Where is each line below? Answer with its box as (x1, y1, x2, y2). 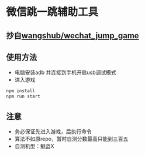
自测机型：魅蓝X (14, 142, 54, 150)
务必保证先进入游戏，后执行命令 (14, 127, 92, 135)
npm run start (6, 93, 41, 100)
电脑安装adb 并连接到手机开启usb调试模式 (14, 69, 116, 76)
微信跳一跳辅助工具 (6, 5, 99, 19)
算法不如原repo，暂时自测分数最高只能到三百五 (14, 135, 129, 142)
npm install (6, 88, 35, 94)
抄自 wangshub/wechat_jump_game (6, 31, 139, 41)
